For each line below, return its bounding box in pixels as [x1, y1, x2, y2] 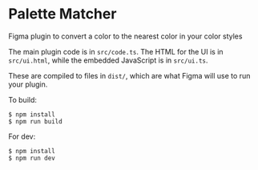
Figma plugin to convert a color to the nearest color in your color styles [8, 31, 243, 41]
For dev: [8, 132, 36, 141]
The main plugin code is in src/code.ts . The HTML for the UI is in [8, 47, 224, 56]
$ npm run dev [8, 154, 56, 162]
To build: [8, 95, 38, 104]
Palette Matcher [8, 5, 117, 23]
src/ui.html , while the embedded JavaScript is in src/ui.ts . [8, 55, 208, 65]
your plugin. [8, 79, 48, 89]
